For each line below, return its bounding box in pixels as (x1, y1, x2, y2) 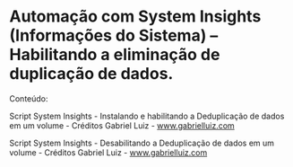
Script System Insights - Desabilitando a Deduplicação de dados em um (9, 137, 275, 148)
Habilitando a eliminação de (9, 45, 220, 65)
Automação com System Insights (9, 6, 262, 27)
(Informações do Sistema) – (9, 25, 219, 46)
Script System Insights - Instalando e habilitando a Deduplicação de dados (9, 110, 285, 121)
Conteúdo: (9, 92, 48, 104)
